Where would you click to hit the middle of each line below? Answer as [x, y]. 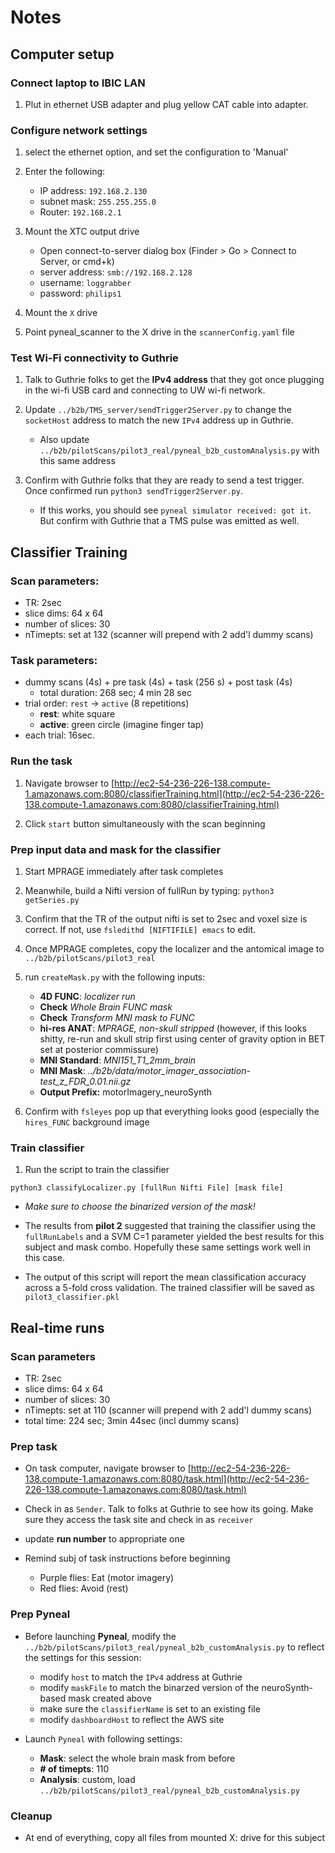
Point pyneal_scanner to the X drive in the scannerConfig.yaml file [159, 332]
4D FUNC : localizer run [87, 997]
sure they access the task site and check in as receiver [139, 1520]
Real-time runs [57, 1327]
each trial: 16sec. [59, 735]
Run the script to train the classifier [97, 1170]
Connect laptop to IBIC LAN [78, 83]
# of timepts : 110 [74, 1768]
